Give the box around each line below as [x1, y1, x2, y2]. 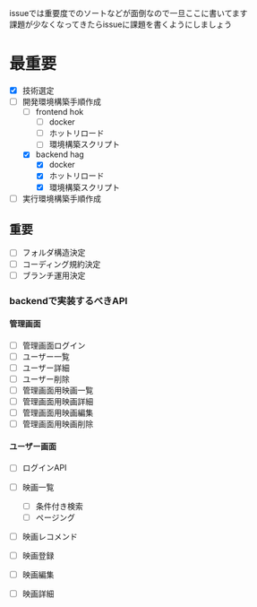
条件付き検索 [35, 500, 83, 511]
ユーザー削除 [21, 373, 70, 384]
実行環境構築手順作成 [21, 193, 101, 204]
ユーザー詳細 [21, 362, 70, 373]
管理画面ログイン [21, 340, 86, 351]
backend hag [35, 149, 85, 160]
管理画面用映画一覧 [21, 385, 94, 395]
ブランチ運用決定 [21, 270, 86, 281]
